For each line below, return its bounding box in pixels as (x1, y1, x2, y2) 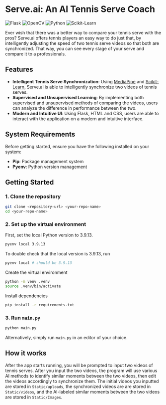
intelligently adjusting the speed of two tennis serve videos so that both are (5, 40, 160, 46)
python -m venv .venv (5, 279, 50, 284)
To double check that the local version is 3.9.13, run (5, 251, 110, 257)
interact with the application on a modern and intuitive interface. (12, 116, 144, 122)
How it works (5, 349, 47, 358)
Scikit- (146, 78, 159, 84)
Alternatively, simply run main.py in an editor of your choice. (5, 334, 128, 340)
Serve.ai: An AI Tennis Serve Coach (5, 3, 156, 15)
